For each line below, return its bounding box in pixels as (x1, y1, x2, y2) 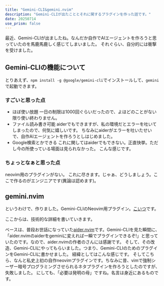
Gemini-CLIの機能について (5, 63, 86, 71)
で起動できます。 (5, 83, 39, 89)
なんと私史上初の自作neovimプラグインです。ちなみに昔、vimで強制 (13, 257, 152, 263)
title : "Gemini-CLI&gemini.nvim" (5, 7, 74, 12)
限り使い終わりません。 (12, 115, 60, 121)
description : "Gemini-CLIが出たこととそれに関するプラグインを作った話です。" (5, 12, 151, 17)
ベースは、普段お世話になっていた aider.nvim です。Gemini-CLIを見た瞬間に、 (5, 227, 160, 233)
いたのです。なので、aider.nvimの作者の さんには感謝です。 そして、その (5, 239, 151, 245)
